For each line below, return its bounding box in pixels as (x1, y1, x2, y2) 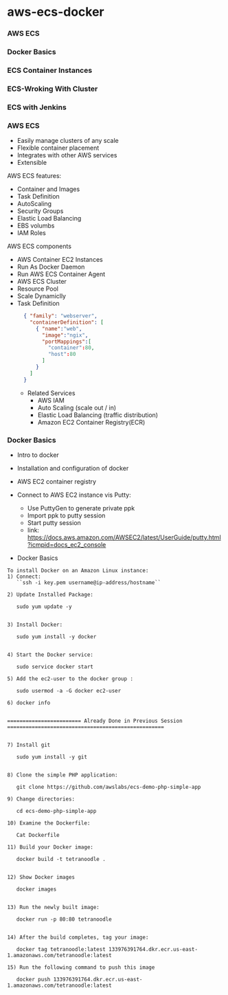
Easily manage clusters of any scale (16, 137, 119, 145)
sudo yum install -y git (16, 754, 88, 761)
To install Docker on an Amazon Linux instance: (7, 568, 149, 574)
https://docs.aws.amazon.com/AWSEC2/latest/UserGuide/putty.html (27, 533, 221, 541)
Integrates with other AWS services (16, 151, 117, 159)
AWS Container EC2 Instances (16, 256, 103, 264)
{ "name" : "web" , (35, 325, 82, 332)
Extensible (16, 159, 47, 167)
